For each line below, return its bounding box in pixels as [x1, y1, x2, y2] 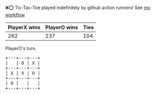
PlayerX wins [8, 24, 41, 31]
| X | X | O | [5, 70, 41, 76]
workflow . [5, 12, 26, 18]
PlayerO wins [45, 24, 78, 31]
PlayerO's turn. [5, 45, 37, 51]
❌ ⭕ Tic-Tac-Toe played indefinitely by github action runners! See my [5, 5, 151, 11]
